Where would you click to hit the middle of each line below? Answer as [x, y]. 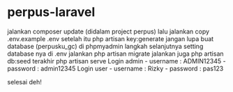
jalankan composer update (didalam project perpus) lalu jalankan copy [108, 31]
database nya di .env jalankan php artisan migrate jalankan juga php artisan [116, 54]
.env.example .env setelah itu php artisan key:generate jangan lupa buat [111, 38]
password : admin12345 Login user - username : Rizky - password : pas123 [115, 68]
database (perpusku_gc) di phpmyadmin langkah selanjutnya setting [105, 46]
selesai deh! [24, 82]
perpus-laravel [51, 12]
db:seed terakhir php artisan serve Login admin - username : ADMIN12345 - [116, 61]
